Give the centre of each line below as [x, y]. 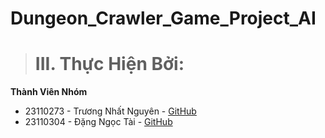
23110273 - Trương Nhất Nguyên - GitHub [110, 111]
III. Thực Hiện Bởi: [109, 64]
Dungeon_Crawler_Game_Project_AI [163, 18]
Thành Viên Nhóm [49, 92]
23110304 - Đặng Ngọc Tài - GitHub [98, 122]
